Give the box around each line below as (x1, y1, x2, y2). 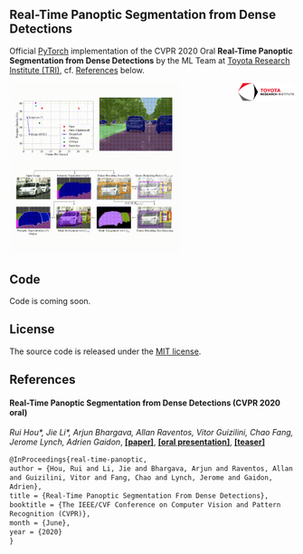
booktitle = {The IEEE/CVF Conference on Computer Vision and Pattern (9, 501, 281, 510)
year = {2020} (9, 528, 63, 537)
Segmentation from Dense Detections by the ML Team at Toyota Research (9, 54, 290, 66)
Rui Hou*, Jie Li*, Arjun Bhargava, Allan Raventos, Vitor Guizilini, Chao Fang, (9, 427, 294, 438)
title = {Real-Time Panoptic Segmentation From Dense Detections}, (9, 492, 270, 501)
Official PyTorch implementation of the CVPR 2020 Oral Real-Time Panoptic (9, 45, 293, 56)
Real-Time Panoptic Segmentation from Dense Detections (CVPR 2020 (9, 397, 280, 408)
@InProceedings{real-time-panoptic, (9, 455, 147, 464)
